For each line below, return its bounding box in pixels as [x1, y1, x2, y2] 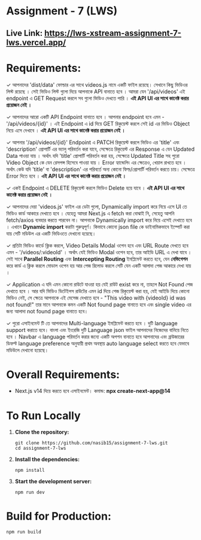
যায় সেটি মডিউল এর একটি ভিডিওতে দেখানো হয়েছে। [6, 230, 96, 237]
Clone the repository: [14, 429, 69, 436]
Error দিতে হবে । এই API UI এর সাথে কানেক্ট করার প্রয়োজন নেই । [6, 172, 127, 179]
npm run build [6, 529, 42, 535]
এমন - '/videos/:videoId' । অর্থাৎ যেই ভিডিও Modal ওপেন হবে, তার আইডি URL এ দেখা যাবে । [6, 248, 192, 255]
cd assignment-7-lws [14, 446, 66, 451]
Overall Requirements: [6, 368, 120, 381]
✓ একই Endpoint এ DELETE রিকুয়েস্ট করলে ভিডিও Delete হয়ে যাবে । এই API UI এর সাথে [6, 184, 184, 191]
